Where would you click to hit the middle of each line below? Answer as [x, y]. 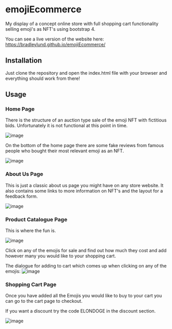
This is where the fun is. [31, 231]
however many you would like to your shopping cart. [61, 256]
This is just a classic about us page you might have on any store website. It [84, 185]
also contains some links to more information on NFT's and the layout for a [84, 191]
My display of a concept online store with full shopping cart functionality [82, 24]
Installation [24, 61]
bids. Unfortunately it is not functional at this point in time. [66, 126]
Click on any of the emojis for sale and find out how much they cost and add [86, 251]
